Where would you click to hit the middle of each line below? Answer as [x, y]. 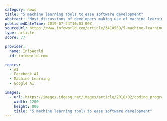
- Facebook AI [24, 74]
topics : [13, 65]
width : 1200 [26, 102]
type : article [20, 33]
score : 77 [15, 38]
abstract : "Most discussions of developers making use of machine [75, 19]
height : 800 [26, 106]
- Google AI [22, 83]
